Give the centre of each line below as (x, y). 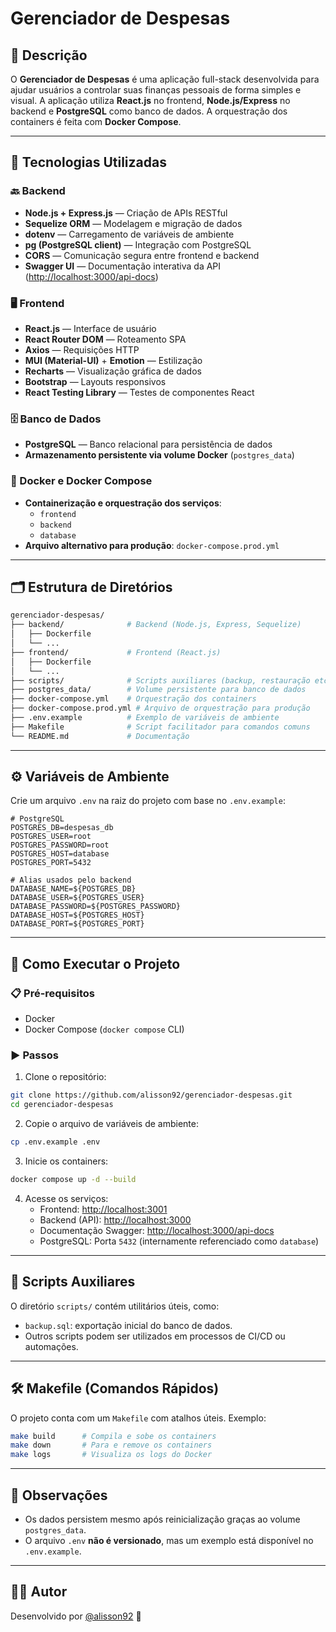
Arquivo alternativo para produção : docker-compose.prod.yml (152, 545)
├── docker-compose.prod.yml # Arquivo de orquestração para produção (160, 708)
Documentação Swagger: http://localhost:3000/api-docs (157, 1230)
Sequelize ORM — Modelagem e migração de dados (133, 223)
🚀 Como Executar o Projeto (95, 963)
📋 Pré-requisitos (52, 993)
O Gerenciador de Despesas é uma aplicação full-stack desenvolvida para (165, 79)
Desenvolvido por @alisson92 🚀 (76, 1616)
